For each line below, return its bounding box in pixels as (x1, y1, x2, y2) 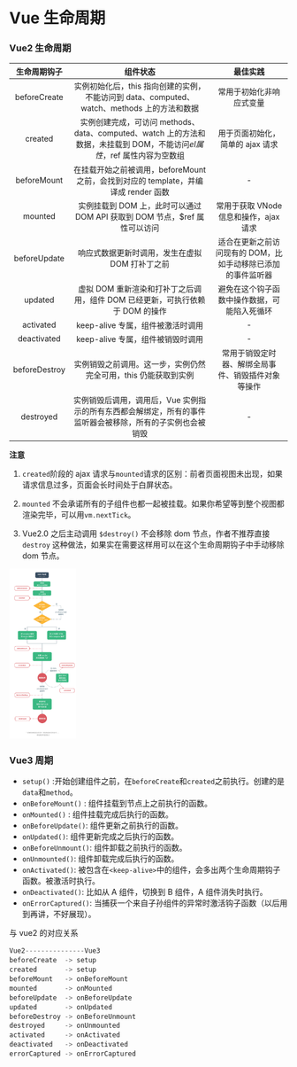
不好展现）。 (52, 909, 96, 920)
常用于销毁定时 (222, 347, 277, 359)
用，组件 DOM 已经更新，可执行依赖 (73, 294, 206, 306)
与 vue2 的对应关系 (9, 928, 79, 938)
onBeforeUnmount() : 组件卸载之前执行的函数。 (21, 843, 187, 853)
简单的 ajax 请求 (219, 139, 278, 150)
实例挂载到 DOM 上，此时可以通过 (78, 200, 202, 211)
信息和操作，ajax (217, 211, 280, 222)
